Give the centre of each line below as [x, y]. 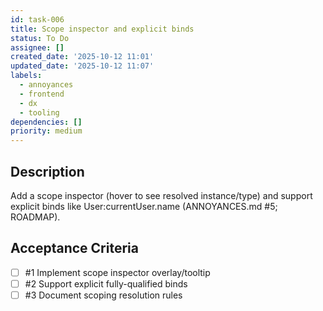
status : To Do [40, 38]
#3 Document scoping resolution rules [103, 295]
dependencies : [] [46, 122]
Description [47, 171]
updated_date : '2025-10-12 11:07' [82, 66]
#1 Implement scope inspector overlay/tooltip [117, 272]
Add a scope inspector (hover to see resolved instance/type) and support [161, 195]
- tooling [39, 112]
